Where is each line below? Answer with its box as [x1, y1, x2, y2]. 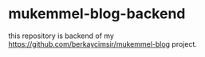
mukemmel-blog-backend [8, 5, 186, 23]
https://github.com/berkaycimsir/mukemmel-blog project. [8, 39, 198, 48]
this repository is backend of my [8, 31, 114, 40]
